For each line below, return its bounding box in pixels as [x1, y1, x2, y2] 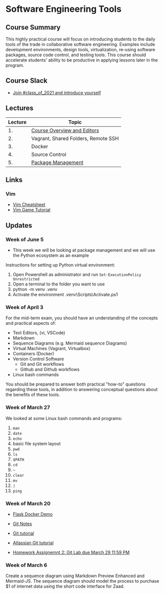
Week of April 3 [5, 304, 43, 311]
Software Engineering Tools [5, 3, 122, 15]
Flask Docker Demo [12, 511, 53, 517]
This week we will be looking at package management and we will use [12, 247, 156, 253]
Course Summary [5, 23, 61, 32]
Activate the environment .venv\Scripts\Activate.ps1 [12, 292, 118, 297]
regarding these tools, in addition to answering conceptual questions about [5, 386, 158, 392]
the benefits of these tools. [5, 392, 61, 398]
